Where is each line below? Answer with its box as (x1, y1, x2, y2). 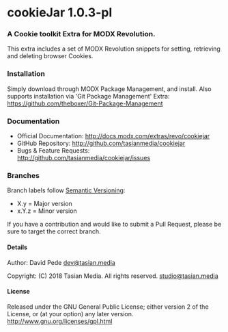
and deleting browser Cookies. (7, 52, 94, 60)
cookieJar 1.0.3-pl (7, 5, 113, 21)
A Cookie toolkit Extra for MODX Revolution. (7, 29, 156, 39)
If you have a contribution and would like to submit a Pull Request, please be (7, 220, 222, 229)
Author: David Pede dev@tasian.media (7, 258, 116, 266)
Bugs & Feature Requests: (16, 146, 90, 155)
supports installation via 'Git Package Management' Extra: (7, 92, 170, 100)
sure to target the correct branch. (7, 227, 101, 235)
